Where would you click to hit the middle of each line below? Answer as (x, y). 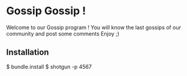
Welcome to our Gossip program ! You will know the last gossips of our (94, 27)
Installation (28, 53)
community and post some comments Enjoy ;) (63, 33)
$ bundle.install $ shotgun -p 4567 (49, 66)
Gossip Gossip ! (46, 11)
